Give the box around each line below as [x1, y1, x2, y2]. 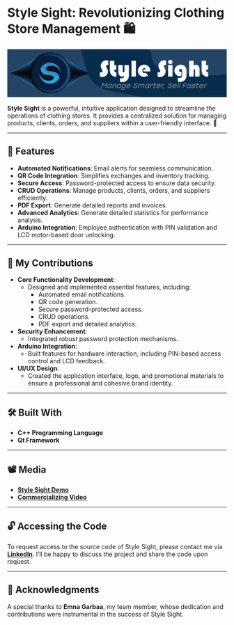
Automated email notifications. [38, 290, 126, 299]
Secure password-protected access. [38, 305, 143, 314]
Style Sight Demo [17, 485, 70, 493]
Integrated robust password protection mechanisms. [27, 335, 179, 343]
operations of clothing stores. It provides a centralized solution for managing [7, 111, 227, 120]
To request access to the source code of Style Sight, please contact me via [7, 542, 223, 551]
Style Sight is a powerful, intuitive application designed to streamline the [7, 104, 216, 112]
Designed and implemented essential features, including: [27, 283, 192, 292]
